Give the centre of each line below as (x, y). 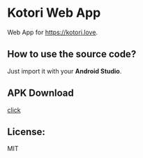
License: (26, 132)
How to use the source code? (72, 54)
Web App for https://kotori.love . (53, 32)
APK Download (41, 93)
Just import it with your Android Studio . (65, 71)
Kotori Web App (54, 13)
